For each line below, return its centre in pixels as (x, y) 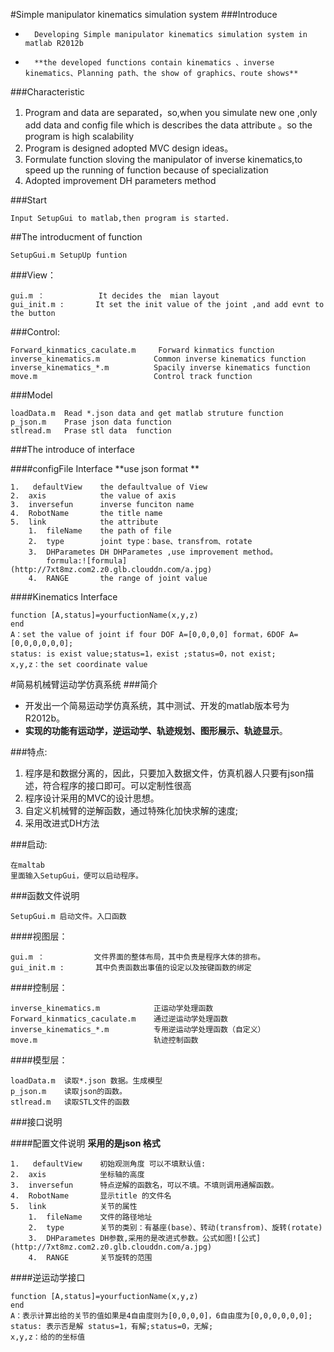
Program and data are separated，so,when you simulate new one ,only (171, 112)
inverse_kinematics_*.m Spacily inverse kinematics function (160, 368)
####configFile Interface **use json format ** (105, 468)
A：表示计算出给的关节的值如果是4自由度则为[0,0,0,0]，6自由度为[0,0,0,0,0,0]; (161, 1316)
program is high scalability (79, 136)
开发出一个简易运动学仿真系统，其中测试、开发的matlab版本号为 (157, 705)
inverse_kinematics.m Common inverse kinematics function (158, 359)
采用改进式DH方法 (62, 823)
